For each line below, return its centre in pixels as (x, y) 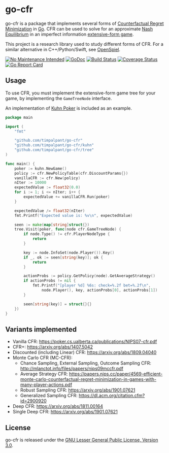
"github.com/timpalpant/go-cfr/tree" (54, 150)
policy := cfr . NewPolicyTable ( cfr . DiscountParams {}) (71, 173)
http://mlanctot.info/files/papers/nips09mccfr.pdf (72, 369)
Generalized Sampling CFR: (49, 396)
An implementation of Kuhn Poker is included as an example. (69, 108)
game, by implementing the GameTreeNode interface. (59, 98)
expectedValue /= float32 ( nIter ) (50, 211)
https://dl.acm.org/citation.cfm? (112, 396)
